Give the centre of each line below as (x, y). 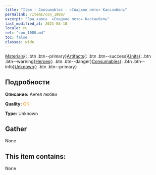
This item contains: (35, 156)
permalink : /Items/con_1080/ (35, 14)
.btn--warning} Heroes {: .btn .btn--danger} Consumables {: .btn (69, 61)
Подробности (27, 82)
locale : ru (16, 28)
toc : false (16, 38)
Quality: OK (17, 104)
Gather (16, 129)
